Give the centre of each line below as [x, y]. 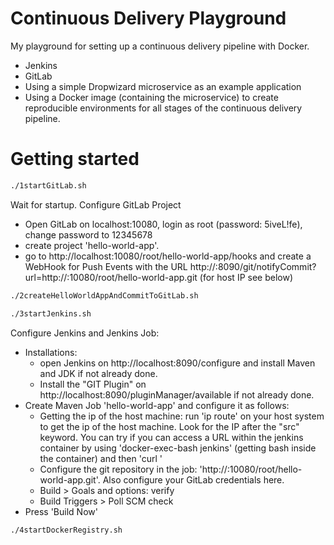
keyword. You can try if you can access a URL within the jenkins [171, 437]
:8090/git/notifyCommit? [265, 266]
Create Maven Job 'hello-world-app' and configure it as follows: [157, 405]
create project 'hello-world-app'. [92, 245]
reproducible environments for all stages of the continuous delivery [163, 108]
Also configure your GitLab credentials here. [193, 479]
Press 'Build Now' [61, 511]
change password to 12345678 [88, 234]
